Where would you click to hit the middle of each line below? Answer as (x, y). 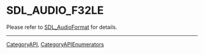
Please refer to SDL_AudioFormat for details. (62, 27)
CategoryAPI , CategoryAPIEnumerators (55, 44)
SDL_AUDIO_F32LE (55, 10)
